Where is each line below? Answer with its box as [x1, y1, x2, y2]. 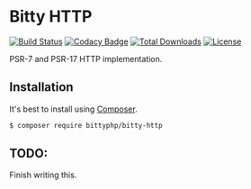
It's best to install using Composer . [9, 103, 138, 114]
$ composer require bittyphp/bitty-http [9, 121, 164, 130]
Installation [9, 79, 74, 95]
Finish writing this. [9, 169, 77, 181]
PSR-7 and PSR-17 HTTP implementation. [9, 53, 163, 64]
